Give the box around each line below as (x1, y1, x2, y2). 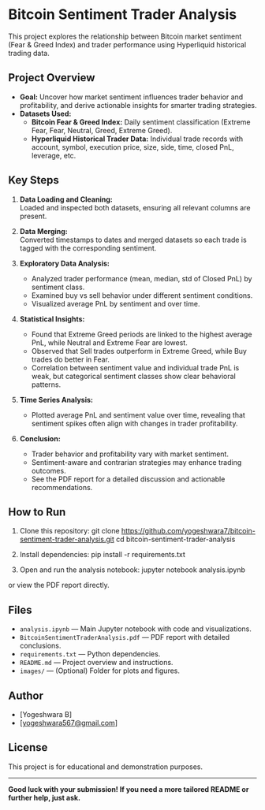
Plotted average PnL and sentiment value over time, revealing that (31, 410, 246, 419)
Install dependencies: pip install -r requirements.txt (19, 550, 185, 559)
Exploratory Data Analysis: (19, 258, 110, 268)
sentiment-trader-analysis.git (19, 534, 114, 544)
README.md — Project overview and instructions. (19, 658, 174, 667)
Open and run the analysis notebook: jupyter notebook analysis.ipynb (19, 565, 246, 574)
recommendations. (31, 482, 93, 492)
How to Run (8, 505, 66, 518)
